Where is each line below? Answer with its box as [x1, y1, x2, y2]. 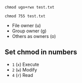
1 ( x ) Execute [12, 61, 40, 67]
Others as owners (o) [12, 33, 56, 39]
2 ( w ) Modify [12, 66, 37, 73]
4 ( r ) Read [12, 72, 33, 78]
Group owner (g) [12, 28, 47, 34]
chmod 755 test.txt [5, 14, 46, 19]
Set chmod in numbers [5, 48, 77, 57]
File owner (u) [12, 23, 41, 28]
